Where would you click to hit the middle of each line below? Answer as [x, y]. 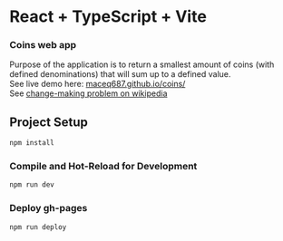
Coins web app [43, 45]
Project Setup [49, 122]
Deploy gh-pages [49, 208]
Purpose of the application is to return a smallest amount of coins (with [142, 64]
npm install [32, 143]
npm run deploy [38, 227]
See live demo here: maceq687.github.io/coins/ [98, 84]
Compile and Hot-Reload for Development [103, 167]
